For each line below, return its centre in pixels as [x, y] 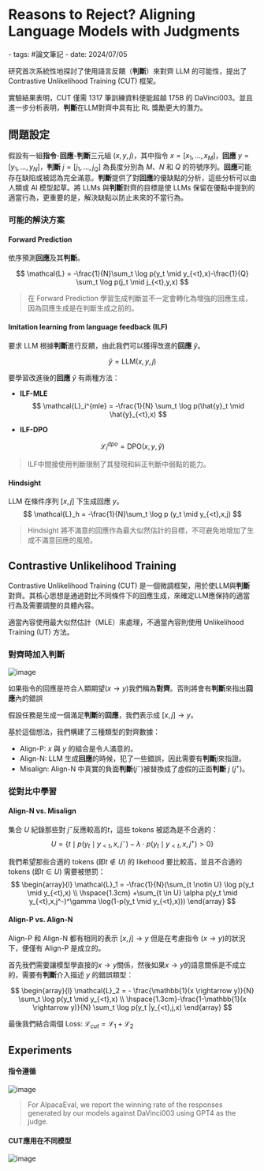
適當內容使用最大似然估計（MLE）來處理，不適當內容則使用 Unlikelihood [126, 623]
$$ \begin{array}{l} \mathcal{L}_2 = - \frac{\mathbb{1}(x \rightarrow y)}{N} [132, 990]
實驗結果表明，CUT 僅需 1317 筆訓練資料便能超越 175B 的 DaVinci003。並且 [131, 97]
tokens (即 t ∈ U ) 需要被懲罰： [57, 872]
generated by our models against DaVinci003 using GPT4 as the [132, 1113]
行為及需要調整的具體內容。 [53, 605]
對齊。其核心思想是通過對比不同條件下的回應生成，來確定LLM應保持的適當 [129, 596]
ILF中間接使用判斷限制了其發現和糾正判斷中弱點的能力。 [119, 465]
